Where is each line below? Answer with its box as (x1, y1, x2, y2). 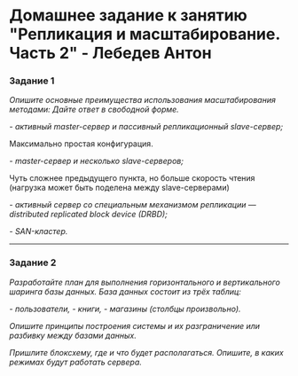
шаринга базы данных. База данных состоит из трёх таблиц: (9, 286, 241, 297)
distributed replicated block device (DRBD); (9, 209, 169, 220)
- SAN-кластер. (9, 226, 68, 237)
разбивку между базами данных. (9, 330, 137, 341)
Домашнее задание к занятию (9, 5, 248, 26)
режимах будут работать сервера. (9, 356, 142, 367)
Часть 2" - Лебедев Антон (9, 43, 212, 63)
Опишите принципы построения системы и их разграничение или (9, 320, 260, 331)
